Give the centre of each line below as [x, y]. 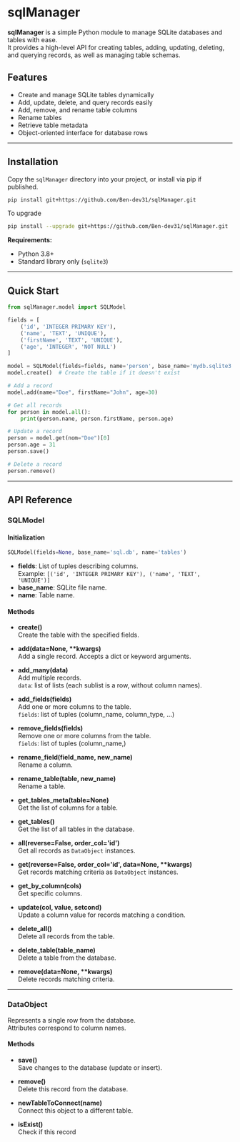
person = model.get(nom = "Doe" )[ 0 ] [59, 438]
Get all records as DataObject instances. [76, 850]
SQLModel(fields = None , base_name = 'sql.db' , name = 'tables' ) [97, 552]
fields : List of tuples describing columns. [78, 566]
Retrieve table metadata [53, 125]
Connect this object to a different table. [75, 1110]
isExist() [30, 1124]
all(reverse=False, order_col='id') [69, 843]
